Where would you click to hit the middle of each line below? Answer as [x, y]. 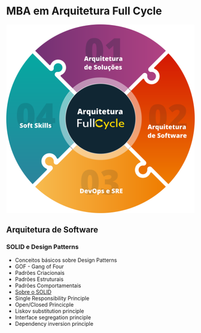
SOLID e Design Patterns [42, 247]
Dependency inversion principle [54, 323]
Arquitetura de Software [52, 230]
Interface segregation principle [53, 317]
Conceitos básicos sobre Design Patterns [66, 260]
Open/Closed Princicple [44, 304]
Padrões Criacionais [39, 273]
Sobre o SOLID [33, 292]
